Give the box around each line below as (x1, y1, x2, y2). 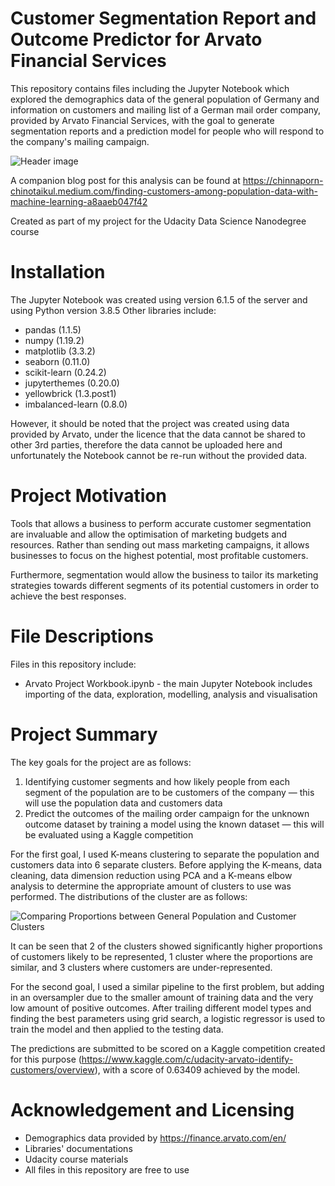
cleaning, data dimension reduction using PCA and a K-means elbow (10, 869, 293, 881)
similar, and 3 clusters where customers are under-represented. (10, 961, 273, 973)
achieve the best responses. (10, 590, 127, 602)
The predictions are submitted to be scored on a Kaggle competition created (10, 1042, 326, 1054)
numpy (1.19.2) (24, 334, 85, 346)
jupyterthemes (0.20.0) (24, 377, 120, 389)
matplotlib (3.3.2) (24, 345, 96, 357)
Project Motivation (10, 485, 167, 507)
